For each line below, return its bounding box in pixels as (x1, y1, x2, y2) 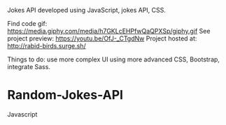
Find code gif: (7, 20, 48, 27)
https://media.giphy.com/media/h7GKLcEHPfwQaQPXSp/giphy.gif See (7, 27, 211, 35)
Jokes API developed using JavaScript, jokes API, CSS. (7, 6, 167, 14)
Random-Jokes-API (7, 87, 124, 103)
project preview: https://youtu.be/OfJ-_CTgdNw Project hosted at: (7, 34, 197, 43)
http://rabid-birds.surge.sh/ (7, 42, 86, 50)
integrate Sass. (7, 63, 51, 71)
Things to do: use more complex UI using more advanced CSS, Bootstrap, (7, 55, 220, 64)
